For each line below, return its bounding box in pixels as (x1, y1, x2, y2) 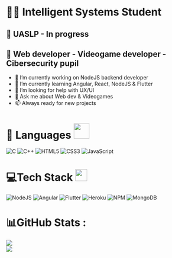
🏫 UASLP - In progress (6, 29, 89, 39)
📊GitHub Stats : (6, 216, 87, 230)
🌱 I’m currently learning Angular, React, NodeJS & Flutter (14, 80, 153, 88)
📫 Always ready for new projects (14, 100, 96, 107)
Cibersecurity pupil (6, 58, 79, 68)
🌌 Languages (6, 128, 72, 142)
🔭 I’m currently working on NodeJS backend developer (14, 74, 149, 81)
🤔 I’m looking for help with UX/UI (14, 87, 95, 94)
